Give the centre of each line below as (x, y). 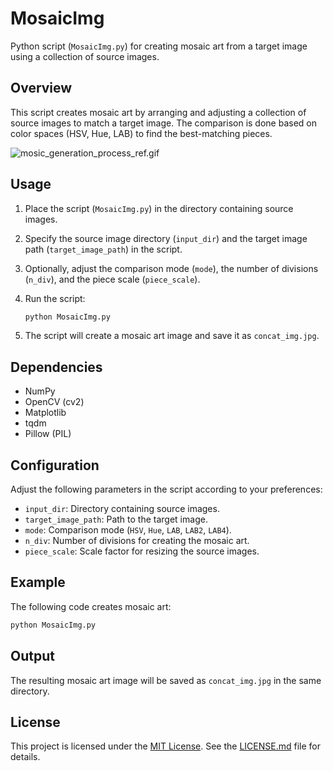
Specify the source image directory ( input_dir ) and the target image (166, 238)
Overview (41, 88)
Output (32, 656)
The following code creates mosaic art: (91, 606)
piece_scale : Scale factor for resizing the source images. (142, 551)
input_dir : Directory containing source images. (122, 509)
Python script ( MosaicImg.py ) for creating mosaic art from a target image (159, 46)
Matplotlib (45, 413)
